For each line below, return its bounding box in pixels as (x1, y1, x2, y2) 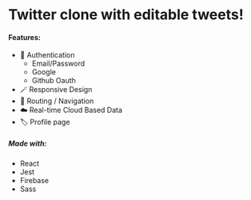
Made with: (8, 138, 47, 148)
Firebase (19, 176, 50, 186)
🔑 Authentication (19, 50, 75, 60)
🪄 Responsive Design (19, 85, 93, 94)
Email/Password (31, 58, 86, 69)
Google (31, 67, 56, 77)
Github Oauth (31, 76, 76, 86)
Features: (8, 32, 42, 42)
